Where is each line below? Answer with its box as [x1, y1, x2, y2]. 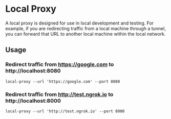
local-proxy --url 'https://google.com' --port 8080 [5, 79, 120, 84]
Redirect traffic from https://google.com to [5, 61, 114, 68]
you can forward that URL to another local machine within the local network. [5, 31, 166, 37]
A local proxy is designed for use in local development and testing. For [5, 20, 154, 26]
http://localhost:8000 [5, 97, 61, 104]
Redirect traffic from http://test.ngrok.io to [5, 90, 114, 98]
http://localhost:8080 [5, 67, 61, 75]
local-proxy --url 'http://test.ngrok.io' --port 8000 [5, 108, 125, 114]
